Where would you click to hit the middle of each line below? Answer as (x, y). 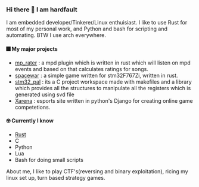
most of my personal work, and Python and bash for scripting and (87, 29)
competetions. (32, 107)
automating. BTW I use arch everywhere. (56, 35)
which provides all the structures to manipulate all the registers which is (103, 88)
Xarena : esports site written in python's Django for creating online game (104, 100)
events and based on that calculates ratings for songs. (82, 69)
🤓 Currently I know (30, 121)
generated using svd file (44, 94)
